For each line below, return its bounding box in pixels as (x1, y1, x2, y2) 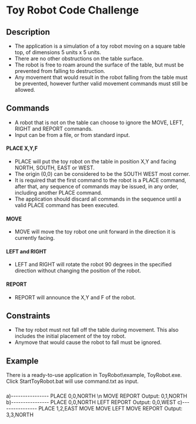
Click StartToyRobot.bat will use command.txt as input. (6, 378, 139, 385)
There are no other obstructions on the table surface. (14, 55, 144, 62)
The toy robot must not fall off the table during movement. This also (14, 326, 179, 333)
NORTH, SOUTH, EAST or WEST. (14, 164, 95, 171)
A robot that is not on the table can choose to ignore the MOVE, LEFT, (14, 119, 184, 126)
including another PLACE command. (14, 189, 102, 196)
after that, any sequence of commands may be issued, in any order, (14, 183, 179, 190)
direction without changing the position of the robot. (14, 267, 141, 274)
